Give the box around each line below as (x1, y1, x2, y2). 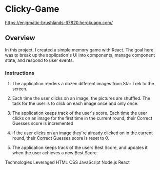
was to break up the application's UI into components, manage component (5, 52, 155, 58)
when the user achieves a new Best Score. (12, 150, 98, 156)
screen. (12, 86, 28, 92)
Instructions (5, 70, 35, 76)
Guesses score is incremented (12, 121, 74, 126)
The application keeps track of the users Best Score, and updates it (12, 145, 148, 150)
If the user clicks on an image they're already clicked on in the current (12, 130, 153, 136)
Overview (5, 34, 36, 42)
